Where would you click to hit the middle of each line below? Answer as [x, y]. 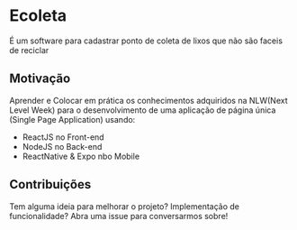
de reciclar [29, 50]
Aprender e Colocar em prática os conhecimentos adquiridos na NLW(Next [148, 100]
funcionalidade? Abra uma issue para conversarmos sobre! [119, 216]
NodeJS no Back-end [62, 146]
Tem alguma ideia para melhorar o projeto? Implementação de [125, 206]
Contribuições [50, 184]
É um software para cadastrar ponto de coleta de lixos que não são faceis [146, 41]
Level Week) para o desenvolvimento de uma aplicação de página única [143, 110]
